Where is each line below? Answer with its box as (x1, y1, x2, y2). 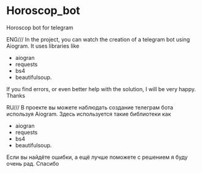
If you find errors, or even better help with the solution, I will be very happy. (6, 85, 196, 92)
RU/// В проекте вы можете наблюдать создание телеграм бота (6, 103, 173, 111)
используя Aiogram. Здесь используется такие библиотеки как (6, 110, 171, 117)
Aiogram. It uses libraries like (6, 42, 80, 50)
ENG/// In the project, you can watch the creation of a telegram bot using (6, 35, 190, 43)
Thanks (6, 92, 26, 99)
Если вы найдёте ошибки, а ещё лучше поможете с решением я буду (6, 153, 188, 161)
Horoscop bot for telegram (6, 24, 73, 31)
